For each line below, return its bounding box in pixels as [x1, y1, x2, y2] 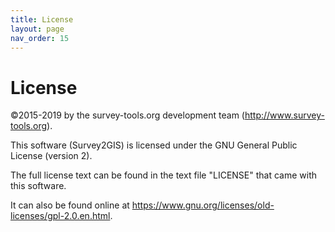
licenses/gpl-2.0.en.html [10, 210, 111, 222]
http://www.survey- [244, 109, 325, 121]
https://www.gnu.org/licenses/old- [131, 199, 275, 211]
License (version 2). [10, 150, 93, 162]
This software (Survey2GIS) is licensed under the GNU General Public [10, 139, 298, 151]
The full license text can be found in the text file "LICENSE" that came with [10, 169, 318, 181]
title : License [10, 14, 74, 25]
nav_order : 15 [10, 33, 70, 43]
